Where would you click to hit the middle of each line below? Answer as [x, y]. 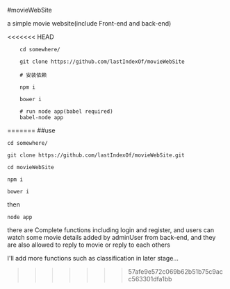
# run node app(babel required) [66, 112]
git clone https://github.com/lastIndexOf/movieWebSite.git [96, 155]
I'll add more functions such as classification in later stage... [93, 258]
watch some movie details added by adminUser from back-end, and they [112, 237]
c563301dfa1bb [150, 279]
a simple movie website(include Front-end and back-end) [89, 23]
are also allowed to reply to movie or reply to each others [89, 245]
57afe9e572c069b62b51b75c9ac [176, 272]
